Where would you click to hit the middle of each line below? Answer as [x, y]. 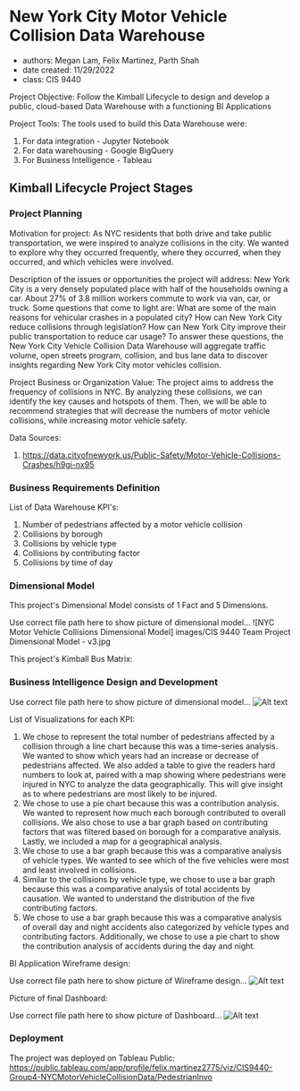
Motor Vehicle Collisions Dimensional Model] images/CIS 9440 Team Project [150, 632]
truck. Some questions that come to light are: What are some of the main [143, 307]
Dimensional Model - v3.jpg [60, 641]
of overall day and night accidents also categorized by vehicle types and [155, 927]
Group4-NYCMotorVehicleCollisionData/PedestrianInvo [111, 1077]
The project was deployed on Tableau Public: [92, 1058]
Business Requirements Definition [85, 487]
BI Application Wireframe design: [70, 963]
